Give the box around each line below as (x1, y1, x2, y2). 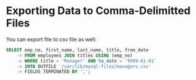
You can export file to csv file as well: (6, 36, 97, 43)
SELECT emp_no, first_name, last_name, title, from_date (6, 47, 149, 53)
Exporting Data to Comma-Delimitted (6, 4, 191, 18)
